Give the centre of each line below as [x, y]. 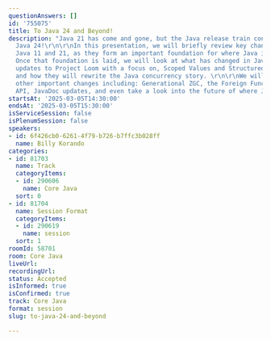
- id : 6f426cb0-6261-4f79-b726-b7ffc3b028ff [84, 136]
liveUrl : [23, 263]
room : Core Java [35, 256]
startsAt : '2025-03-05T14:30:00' [65, 99]
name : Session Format [52, 211]
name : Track [36, 166]
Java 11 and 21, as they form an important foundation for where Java [137, 53]
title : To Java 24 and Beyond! [61, 31]
